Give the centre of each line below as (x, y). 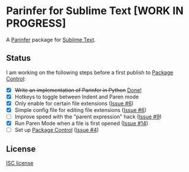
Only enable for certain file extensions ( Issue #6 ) (74, 103)
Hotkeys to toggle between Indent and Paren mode (76, 97)
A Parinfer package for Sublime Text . (51, 39)
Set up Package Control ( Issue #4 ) (57, 130)
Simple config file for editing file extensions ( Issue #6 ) (80, 110)
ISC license (20, 163)
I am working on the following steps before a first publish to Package (90, 72)
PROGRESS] (36, 23)
